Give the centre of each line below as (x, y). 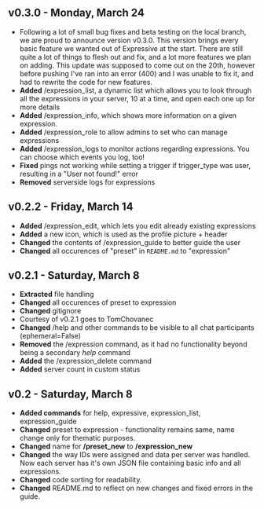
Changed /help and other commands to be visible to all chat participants (137, 328)
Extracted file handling (57, 295)
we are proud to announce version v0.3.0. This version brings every (129, 40)
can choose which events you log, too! (82, 157)
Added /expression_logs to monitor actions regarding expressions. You (134, 148)
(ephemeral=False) (50, 336)
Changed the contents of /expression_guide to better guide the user (130, 242)
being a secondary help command (75, 353)
